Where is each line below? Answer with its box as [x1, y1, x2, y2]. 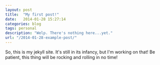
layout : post [5, 7, 32, 12]
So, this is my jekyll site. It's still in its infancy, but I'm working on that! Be [5, 48, 155, 55]
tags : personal [5, 26, 37, 31]
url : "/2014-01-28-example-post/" [5, 35, 77, 40]
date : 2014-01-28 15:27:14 [5, 16, 66, 21]
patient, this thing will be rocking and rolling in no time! [5, 54, 118, 60]
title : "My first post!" [5, 12, 59, 17]
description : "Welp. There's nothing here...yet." [5, 30, 113, 35]
